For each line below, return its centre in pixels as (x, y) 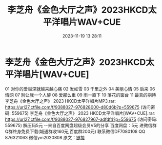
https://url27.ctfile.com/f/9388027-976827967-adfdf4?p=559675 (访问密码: (81, 119)
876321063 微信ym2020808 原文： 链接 (45, 137)
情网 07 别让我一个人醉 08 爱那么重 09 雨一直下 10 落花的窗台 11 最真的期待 (81, 95)
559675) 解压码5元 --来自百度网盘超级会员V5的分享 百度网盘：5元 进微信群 (81, 125)
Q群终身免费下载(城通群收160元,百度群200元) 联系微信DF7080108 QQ (75, 131)
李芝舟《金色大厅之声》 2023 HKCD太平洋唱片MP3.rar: (61, 101)
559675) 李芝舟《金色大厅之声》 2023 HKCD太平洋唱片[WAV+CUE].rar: (83, 113)
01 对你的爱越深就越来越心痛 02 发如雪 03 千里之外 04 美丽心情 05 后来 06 (80, 89)
